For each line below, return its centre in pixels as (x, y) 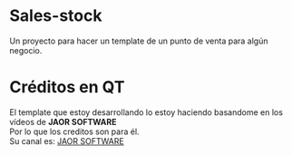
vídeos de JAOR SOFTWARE (63, 121)
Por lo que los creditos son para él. (74, 131)
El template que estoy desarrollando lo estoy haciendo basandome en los (146, 112)
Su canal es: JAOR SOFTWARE (67, 140)
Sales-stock (56, 16)
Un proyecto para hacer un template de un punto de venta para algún (139, 41)
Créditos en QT (67, 87)
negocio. (26, 50)
